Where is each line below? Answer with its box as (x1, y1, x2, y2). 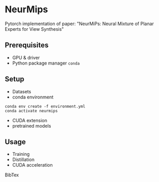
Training (12, 151, 30, 157)
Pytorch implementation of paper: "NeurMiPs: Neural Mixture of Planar (5, 21, 154, 27)
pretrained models (12, 123, 51, 129)
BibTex (5, 172, 19, 178)
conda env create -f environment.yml (5, 104, 86, 109)
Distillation (12, 156, 34, 163)
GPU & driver (12, 54, 40, 60)
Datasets (12, 88, 31, 94)
